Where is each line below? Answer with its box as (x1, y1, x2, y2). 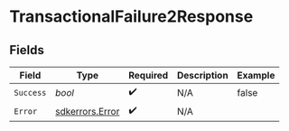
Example (237, 70, 275, 81)
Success (14, 88, 47, 98)
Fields (9, 42, 45, 58)
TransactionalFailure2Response (9, 6, 254, 27)
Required (127, 70, 169, 81)
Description (176, 70, 228, 81)
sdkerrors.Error (55, 105, 120, 117)
